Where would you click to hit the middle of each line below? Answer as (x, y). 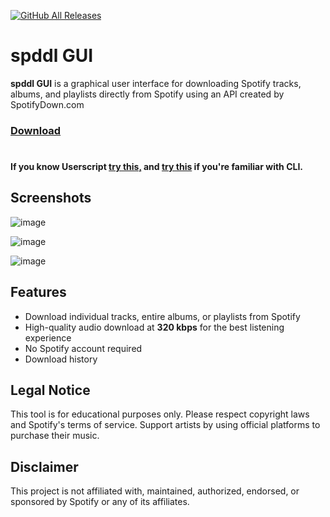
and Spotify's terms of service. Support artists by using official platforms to (165, 425)
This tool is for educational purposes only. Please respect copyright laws (160, 414)
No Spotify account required (83, 348)
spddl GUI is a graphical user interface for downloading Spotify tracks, (156, 83)
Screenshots (51, 198)
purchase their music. (55, 436)
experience (48, 337)
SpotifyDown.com (47, 104)
